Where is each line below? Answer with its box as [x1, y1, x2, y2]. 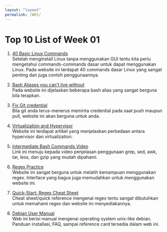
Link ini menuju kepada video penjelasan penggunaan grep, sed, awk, [12, 149, 157, 155]
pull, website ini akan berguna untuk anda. [12, 113, 100, 119]
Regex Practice [12, 164, 44, 170]
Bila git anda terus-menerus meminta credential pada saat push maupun [12, 108, 162, 114]
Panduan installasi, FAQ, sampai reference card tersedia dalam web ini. [12, 221, 159, 227]
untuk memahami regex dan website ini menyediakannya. [12, 201, 132, 207]
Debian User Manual [12, 210, 55, 216]
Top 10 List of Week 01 [5, 34, 100, 45]
